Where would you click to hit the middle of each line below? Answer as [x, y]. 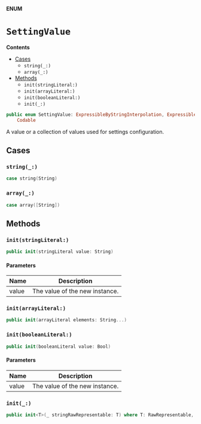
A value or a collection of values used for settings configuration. [85, 132]
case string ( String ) [32, 179]
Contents [18, 47]
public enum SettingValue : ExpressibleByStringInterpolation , [85, 114]
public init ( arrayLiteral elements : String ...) [67, 320]
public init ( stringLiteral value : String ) [60, 252]
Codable [26, 120]
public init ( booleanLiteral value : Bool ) [59, 347]
